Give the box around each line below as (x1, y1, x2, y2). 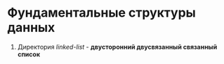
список (17, 50, 41, 58)
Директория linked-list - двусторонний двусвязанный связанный (17, 42, 218, 51)
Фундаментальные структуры (7, 5, 197, 21)
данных (7, 19, 55, 35)
